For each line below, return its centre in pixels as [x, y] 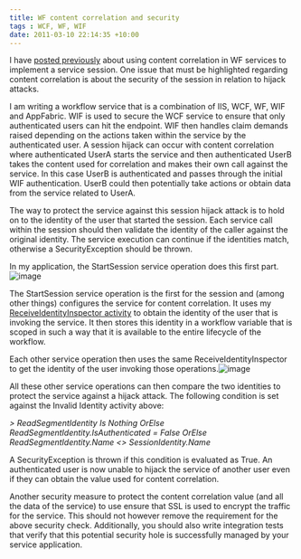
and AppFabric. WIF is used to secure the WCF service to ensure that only [147, 116]
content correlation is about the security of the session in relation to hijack [148, 80]
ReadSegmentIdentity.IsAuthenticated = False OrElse [108, 433]
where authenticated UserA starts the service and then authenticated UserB [150, 155]
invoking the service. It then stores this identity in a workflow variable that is [151, 323]
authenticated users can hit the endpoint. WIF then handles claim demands [149, 126]
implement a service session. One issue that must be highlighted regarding [149, 70]
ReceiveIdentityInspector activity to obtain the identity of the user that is [144, 313]
